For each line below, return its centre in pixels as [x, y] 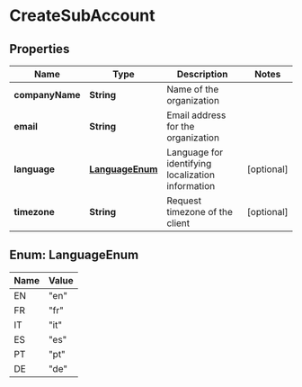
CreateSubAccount [82, 16]
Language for [195, 152]
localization [191, 175]
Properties [40, 49]
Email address [196, 115]
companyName [47, 95]
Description [202, 74]
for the [180, 126]
